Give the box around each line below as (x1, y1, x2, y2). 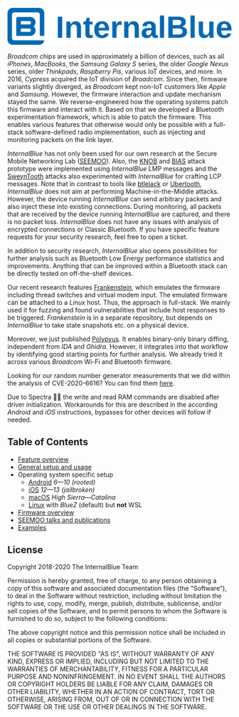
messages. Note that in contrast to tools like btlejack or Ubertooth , (7, 179, 202, 188)
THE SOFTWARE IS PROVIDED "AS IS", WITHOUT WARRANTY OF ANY (7, 650, 215, 658)
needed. (7, 415, 32, 424)
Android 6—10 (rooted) (28, 477, 96, 486)
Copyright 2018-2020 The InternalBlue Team (7, 563, 139, 571)
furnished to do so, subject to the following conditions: (7, 614, 167, 623)
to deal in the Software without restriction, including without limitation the (7, 591, 222, 600)
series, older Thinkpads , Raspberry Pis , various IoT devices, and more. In (7, 67, 223, 76)
